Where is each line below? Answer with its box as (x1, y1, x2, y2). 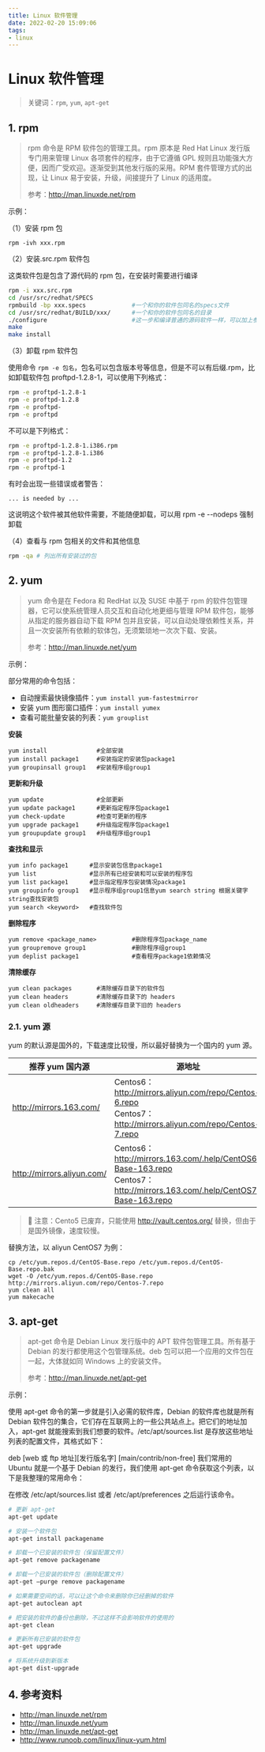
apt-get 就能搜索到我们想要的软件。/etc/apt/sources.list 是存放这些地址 (21, 1426, 254, 1436)
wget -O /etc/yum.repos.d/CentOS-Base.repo (8, 1273, 154, 1281)
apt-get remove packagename (8, 1556, 101, 1565)
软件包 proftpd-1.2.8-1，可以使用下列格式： (28, 373, 170, 382)
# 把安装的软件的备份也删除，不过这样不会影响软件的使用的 (8, 1614, 174, 1621)
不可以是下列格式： (8, 426, 71, 435)
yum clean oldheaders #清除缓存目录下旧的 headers (8, 1001, 181, 1009)
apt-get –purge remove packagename (8, 1578, 125, 1586)
